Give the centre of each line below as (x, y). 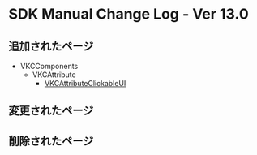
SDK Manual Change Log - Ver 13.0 (128, 14)
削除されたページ (51, 141)
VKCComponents (49, 66)
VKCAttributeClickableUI (85, 83)
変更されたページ (51, 111)
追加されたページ (51, 46)
